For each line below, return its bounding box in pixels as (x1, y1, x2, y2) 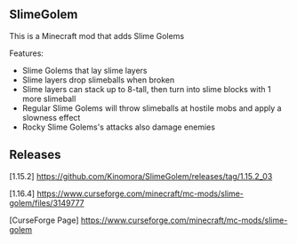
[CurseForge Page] (9, 215, 79, 225)
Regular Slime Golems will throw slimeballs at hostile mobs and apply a (21, 102, 282, 114)
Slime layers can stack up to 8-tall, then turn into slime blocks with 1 (21, 83, 271, 94)
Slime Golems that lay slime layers (21, 65, 148, 75)
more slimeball (21, 93, 76, 104)
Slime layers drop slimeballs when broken (21, 75, 175, 85)
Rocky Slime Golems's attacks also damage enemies (21, 122, 216, 132)
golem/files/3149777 (9, 197, 84, 208)
